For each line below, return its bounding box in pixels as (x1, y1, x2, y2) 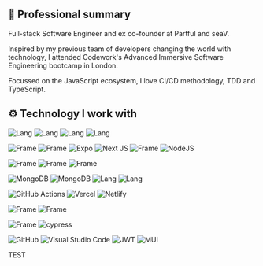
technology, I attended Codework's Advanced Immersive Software (8, 52, 224, 61)
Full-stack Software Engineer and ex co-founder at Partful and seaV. (8, 28, 230, 38)
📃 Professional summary (8, 8, 131, 21)
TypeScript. (8, 84, 46, 94)
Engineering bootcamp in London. (8, 61, 118, 70)
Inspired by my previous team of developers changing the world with (8, 44, 232, 54)
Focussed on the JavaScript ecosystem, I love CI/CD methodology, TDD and (8, 76, 256, 85)
